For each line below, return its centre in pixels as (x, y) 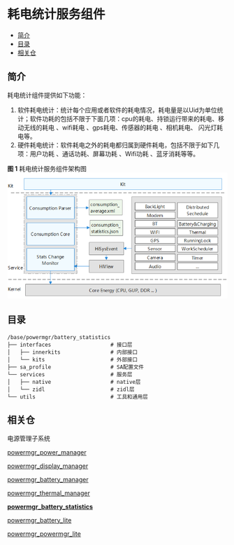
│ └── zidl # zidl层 (71, 389)
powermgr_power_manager (47, 452)
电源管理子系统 (29, 438)
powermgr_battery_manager (48, 479)
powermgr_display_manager (48, 466)
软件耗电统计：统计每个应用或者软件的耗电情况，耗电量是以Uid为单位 (117, 110)
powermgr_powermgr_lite (44, 534)
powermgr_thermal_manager (49, 493)
